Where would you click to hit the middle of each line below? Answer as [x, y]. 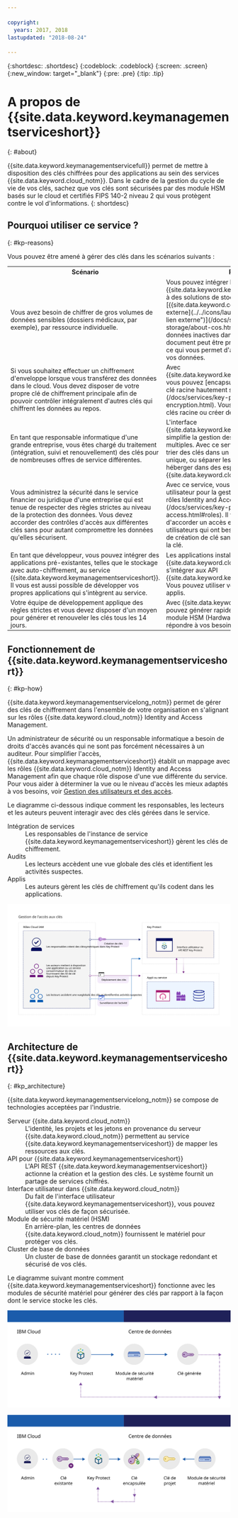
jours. [18, 625]
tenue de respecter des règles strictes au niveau [81, 508]
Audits [17, 856]
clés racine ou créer [195, 412]
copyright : [23, 22]
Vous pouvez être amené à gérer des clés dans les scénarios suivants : [111, 256]
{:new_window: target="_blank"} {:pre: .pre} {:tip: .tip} [86, 74]
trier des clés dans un [198, 452]
